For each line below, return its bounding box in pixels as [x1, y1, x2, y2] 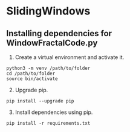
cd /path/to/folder [6, 71, 56, 77]
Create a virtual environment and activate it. [15, 54, 125, 61]
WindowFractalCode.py [6, 37, 98, 48]
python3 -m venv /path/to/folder [6, 65, 91, 71]
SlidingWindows [6, 4, 91, 18]
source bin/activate [6, 76, 59, 82]
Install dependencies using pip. [15, 108, 93, 116]
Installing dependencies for [6, 28, 112, 39]
